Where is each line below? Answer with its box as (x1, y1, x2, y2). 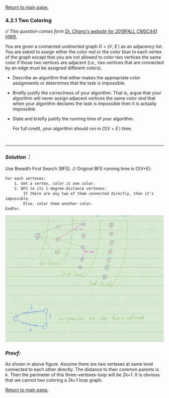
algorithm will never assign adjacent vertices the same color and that (12, 95, 156, 102)
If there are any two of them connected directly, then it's (23, 191, 154, 196)
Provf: (5, 350, 21, 357)
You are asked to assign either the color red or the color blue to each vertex (5, 49, 162, 55)
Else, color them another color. (23, 201, 94, 206)
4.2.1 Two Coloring (5, 17, 52, 24)
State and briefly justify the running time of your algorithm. (12, 116, 134, 122)
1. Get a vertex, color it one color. (14, 181, 96, 186)
